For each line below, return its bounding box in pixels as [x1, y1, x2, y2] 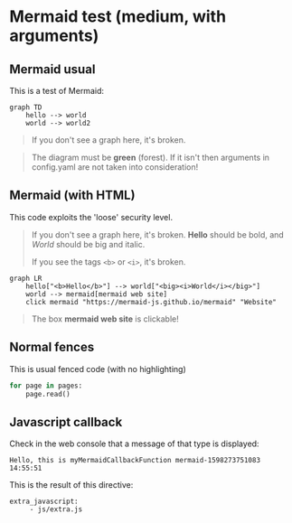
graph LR [9, 274, 42, 283]
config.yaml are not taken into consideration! [31, 162, 199, 173]
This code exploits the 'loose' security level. [9, 211, 174, 222]
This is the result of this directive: [9, 480, 134, 490]
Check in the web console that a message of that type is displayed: [9, 438, 259, 449]
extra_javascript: [9, 497, 79, 507]
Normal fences [9, 340, 95, 355]
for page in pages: [9, 381, 83, 390]
